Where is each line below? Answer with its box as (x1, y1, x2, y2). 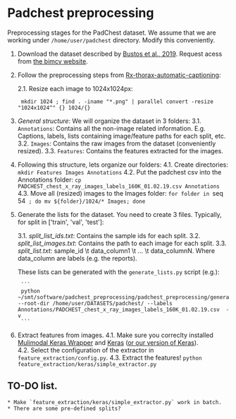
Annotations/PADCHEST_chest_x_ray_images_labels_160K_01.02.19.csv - (17, 306, 230, 313)
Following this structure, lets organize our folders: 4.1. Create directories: (17, 160, 229, 169)
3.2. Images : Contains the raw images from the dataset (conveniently (17, 139, 216, 148)
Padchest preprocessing (7, 5, 154, 21)
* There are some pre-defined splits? (7, 405, 121, 412)
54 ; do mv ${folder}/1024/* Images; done (17, 196, 146, 205)
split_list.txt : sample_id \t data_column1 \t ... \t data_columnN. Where (17, 246, 216, 255)
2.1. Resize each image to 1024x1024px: (17, 84, 133, 93)
